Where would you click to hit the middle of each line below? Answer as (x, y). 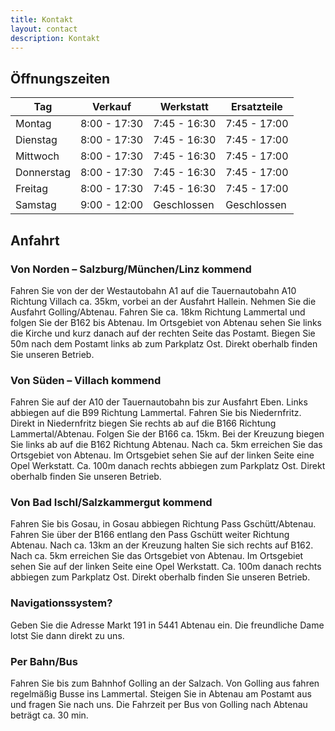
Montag (33, 124)
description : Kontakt (55, 38)
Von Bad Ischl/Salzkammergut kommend (111, 503)
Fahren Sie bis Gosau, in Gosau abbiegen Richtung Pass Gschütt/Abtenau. (163, 524)
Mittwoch (37, 156)
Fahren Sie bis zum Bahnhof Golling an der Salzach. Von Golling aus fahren (165, 683)
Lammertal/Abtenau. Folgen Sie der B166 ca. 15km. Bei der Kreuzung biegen (167, 434)
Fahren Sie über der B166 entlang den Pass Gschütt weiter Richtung (150, 535)
